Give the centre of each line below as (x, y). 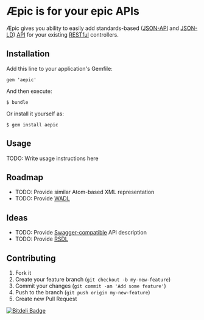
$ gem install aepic (33, 125)
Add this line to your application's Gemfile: (59, 68)
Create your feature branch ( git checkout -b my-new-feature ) (93, 279)
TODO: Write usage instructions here (52, 158)
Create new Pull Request (46, 299)
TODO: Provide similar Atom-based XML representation (85, 192)
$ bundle (17, 102)
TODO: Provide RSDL (41, 239)
